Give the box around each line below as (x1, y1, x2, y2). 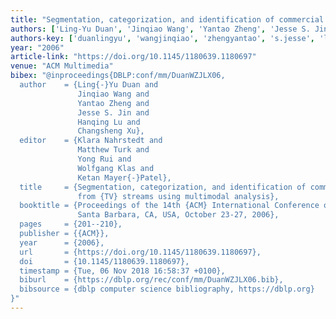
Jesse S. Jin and (77, 107, 150, 118)
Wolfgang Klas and (77, 163, 155, 173)
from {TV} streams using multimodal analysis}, (77, 191, 280, 201)
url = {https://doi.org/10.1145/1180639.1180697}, (19, 247, 262, 257)
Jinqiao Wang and (77, 89, 150, 99)
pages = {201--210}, (19, 219, 123, 230)
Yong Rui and (77, 154, 132, 164)
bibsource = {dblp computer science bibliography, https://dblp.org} (19, 284, 315, 295)
